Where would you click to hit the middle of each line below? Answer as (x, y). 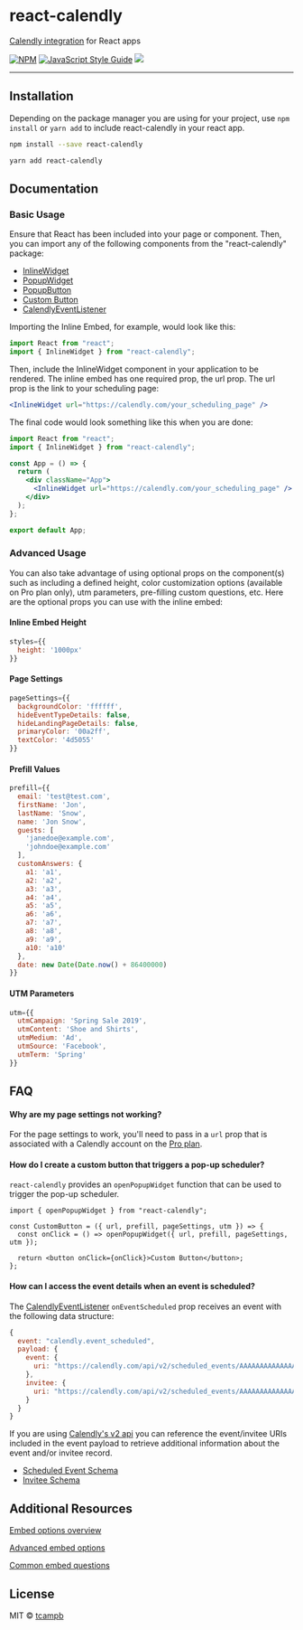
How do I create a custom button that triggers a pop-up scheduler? (137, 1164)
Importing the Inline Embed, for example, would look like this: (123, 327)
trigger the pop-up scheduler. (64, 1194)
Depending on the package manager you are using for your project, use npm (150, 118)
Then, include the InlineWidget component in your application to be (134, 369)
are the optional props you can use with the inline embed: (116, 601)
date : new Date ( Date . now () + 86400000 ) (92, 965)
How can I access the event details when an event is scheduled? (132, 1286)
